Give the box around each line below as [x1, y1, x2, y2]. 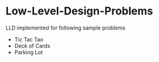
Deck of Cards [14, 42, 50, 49]
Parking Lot [14, 48, 43, 55]
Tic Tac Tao [14, 36, 44, 43]
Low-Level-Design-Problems [5, 4, 154, 18]
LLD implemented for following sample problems [5, 24, 125, 31]
